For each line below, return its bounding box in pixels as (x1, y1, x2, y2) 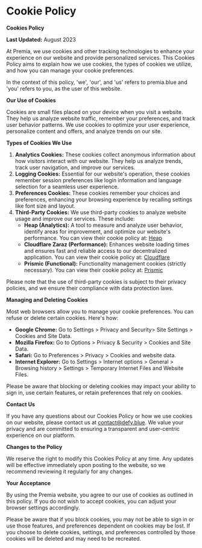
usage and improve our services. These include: (14, 215, 135, 222)
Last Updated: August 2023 (6, 36, 77, 43)
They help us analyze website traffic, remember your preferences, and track (6, 115, 196, 122)
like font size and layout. (14, 202, 75, 209)
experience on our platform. (6, 432, 76, 439)
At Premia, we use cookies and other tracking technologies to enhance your (6, 47, 195, 55)
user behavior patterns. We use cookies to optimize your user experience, (6, 121, 190, 128)
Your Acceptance (6, 479, 51, 486)
